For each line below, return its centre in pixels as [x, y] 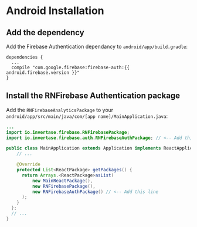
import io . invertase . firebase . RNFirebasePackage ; [68, 132]
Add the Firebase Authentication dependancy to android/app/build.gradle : [97, 46]
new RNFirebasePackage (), [64, 186]
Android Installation [55, 11]
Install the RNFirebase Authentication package [93, 96]
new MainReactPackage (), [62, 181]
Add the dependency [45, 33]
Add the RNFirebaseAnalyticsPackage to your [60, 110]
